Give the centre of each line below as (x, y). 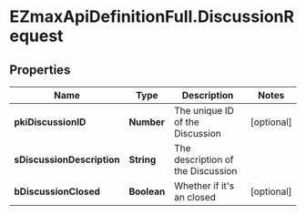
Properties (40, 70)
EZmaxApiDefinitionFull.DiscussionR (152, 17)
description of (204, 159)
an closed (195, 197)
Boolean (147, 191)
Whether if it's (204, 186)
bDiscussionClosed (57, 191)
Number (147, 122)
